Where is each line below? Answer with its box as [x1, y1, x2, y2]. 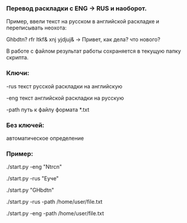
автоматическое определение [6, 134, 84, 142]
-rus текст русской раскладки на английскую [6, 82, 123, 90]
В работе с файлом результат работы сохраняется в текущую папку [6, 47, 182, 55]
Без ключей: [6, 121, 45, 129]
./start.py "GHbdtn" [6, 186, 55, 194]
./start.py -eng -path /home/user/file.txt [6, 210, 104, 217]
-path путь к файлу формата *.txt [6, 106, 90, 113]
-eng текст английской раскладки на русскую [6, 94, 124, 102]
